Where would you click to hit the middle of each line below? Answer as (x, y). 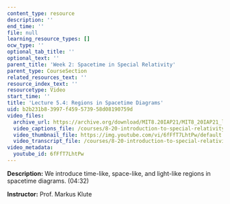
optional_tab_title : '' (41, 52)
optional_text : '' (33, 58)
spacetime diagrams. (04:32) (48, 181)
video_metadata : (30, 148)
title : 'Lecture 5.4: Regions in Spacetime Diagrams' (86, 103)
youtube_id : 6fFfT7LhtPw (49, 154)
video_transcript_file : (47, 141)
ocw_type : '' (26, 45)
